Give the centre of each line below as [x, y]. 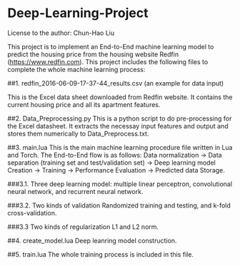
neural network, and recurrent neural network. [75, 191]
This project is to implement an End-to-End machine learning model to [111, 46]
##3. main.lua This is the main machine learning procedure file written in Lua [120, 147]
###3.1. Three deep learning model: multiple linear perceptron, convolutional [120, 184]
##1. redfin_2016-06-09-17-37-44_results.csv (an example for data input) [116, 83]
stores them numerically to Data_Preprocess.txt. [78, 133]
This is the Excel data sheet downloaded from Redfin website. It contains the [120, 97]
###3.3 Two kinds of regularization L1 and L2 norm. [83, 227]
